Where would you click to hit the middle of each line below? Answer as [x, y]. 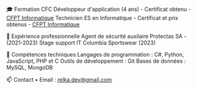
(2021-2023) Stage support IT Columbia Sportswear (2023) [81, 43]
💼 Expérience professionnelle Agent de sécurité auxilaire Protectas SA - [97, 36]
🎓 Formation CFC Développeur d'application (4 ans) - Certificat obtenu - [99, 9]
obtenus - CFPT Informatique [43, 24]
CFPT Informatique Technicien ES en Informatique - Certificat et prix [92, 18]
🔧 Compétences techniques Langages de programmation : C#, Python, [95, 55]
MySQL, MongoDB [30, 67]
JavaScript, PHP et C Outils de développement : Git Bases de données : [96, 61]
